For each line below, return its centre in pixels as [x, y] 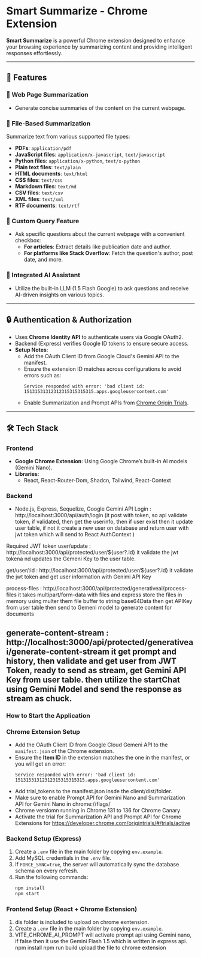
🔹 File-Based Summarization [48, 123]
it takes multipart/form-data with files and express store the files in [100, 595]
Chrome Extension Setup [43, 731]
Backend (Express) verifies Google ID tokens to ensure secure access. [102, 344]
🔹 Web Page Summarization [47, 95]
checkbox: [28, 241]
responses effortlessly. [34, 53]
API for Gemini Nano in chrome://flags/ [63, 804]
